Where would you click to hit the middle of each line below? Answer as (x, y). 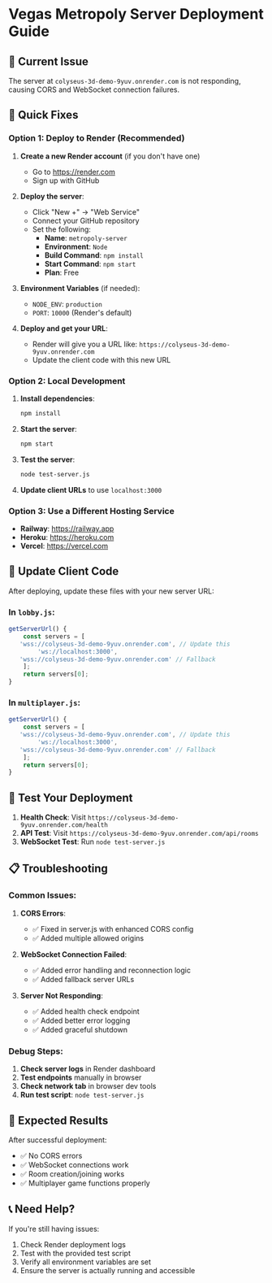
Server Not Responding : (61, 995)
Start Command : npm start (90, 263)
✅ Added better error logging (81, 1020)
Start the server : (48, 428)
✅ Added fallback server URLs (83, 979)
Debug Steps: (36, 1051)
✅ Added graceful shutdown (80, 1029)
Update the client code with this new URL (101, 359)
